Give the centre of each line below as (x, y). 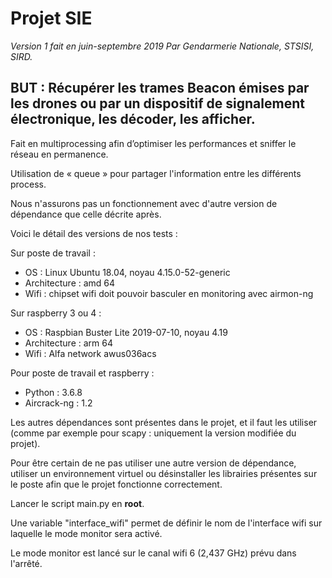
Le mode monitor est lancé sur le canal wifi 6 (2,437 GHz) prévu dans (153, 553)
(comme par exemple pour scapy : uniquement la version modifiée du (153, 433)
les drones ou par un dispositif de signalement (157, 103)
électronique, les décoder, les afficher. (133, 119)
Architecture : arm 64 (69, 343)
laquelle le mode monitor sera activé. (86, 533)
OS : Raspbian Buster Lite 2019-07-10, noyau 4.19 (126, 332)
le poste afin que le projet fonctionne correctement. (116, 484)
